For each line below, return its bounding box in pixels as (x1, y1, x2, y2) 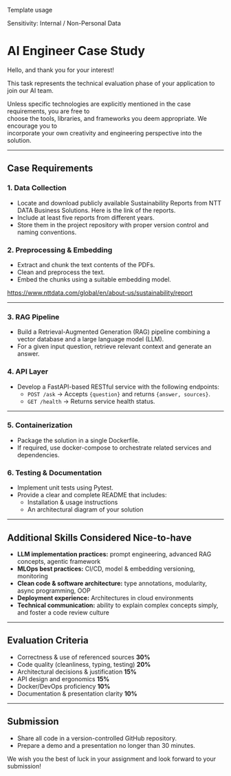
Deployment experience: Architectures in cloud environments (16, 593, 194, 602)
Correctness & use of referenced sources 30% (16, 652, 151, 661)
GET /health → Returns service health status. (27, 397, 155, 405)
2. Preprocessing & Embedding (7, 245, 113, 255)
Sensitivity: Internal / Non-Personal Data (7, 19, 122, 27)
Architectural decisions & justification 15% (16, 667, 137, 676)
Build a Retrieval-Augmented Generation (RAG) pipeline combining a (16, 328, 211, 336)
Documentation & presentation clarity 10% (16, 689, 137, 698)
